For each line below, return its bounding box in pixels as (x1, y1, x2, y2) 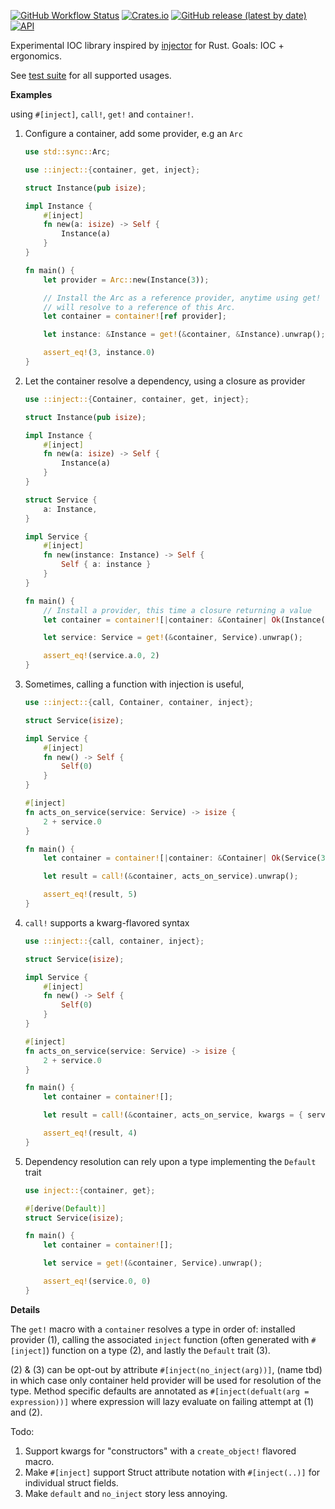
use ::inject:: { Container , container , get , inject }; (24, 394, 250, 404)
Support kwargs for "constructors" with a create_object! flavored (24, 1445, 297, 1457)
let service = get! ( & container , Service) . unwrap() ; (43, 1258, 263, 1269)
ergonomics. (10, 50, 62, 62)
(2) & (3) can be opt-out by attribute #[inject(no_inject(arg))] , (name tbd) (10, 1363, 323, 1375)
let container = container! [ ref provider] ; (43, 311, 228, 322)
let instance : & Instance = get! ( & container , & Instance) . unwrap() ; (43, 330, 326, 340)
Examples (10, 89, 53, 100)
